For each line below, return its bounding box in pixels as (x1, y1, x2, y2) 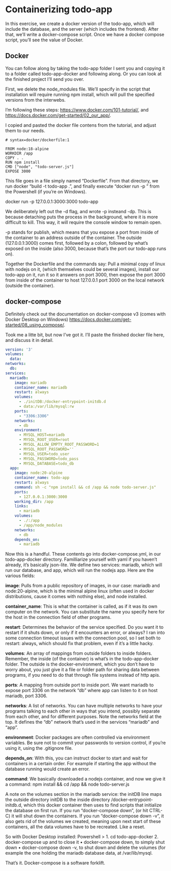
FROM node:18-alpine (5, 146, 50, 151)
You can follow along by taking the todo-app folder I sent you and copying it (5, 65, 165, 71)
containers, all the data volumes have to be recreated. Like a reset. (5, 824, 145, 830)
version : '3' (5, 347, 33, 352)
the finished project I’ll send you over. (5, 76, 84, 82)
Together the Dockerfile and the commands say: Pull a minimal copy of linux (5, 261, 165, 267)
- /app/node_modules (18, 522, 63, 528)
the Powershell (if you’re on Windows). (5, 188, 87, 195)
